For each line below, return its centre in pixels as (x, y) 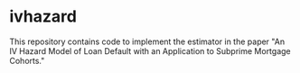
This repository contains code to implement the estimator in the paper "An (147, 41)
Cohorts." (27, 60)
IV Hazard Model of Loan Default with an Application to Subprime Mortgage (150, 50)
